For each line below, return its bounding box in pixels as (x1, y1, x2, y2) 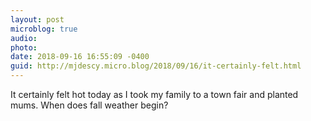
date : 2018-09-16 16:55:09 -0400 (10, 52, 150, 62)
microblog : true (10, 24, 78, 34)
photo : (10, 42, 38, 53)
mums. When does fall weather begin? (10, 99, 169, 111)
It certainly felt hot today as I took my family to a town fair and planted (10, 89, 299, 100)
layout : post (10, 14, 65, 25)
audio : (10, 33, 38, 43)
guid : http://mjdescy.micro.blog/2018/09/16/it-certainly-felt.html (10, 61, 302, 71)
